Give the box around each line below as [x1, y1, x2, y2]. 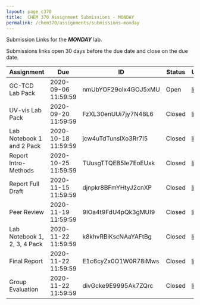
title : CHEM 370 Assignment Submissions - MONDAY [6, 14, 135, 20]
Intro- [9, 159, 26, 167]
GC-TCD [9, 81, 34, 90]
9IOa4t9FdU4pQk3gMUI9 [82, 208, 155, 216]
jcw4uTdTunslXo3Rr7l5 [82, 134, 148, 143]
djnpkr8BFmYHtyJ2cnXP [82, 184, 152, 192]
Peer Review [9, 208, 45, 216]
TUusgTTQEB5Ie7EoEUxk [82, 159, 155, 167]
